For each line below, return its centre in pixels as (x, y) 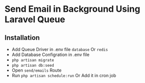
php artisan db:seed (33, 65)
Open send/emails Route (37, 70)
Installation (22, 38)
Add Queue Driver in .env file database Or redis (60, 49)
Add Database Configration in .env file (51, 55)
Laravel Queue (35, 19)
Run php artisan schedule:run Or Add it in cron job (64, 75)
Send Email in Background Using (72, 9)
